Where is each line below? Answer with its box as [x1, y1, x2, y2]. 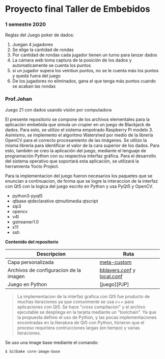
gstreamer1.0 [12, 219, 39, 224]
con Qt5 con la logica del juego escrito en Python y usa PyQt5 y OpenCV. [5, 183, 154, 189]
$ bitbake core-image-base [5, 349, 60, 354]
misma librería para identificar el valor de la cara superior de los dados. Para [5, 142, 160, 148]
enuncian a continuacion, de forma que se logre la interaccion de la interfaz [5, 178, 158, 184]
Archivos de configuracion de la [7, 267, 81, 274]
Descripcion [36, 250, 66, 257]
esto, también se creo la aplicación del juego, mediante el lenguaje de [5, 147, 146, 153]
